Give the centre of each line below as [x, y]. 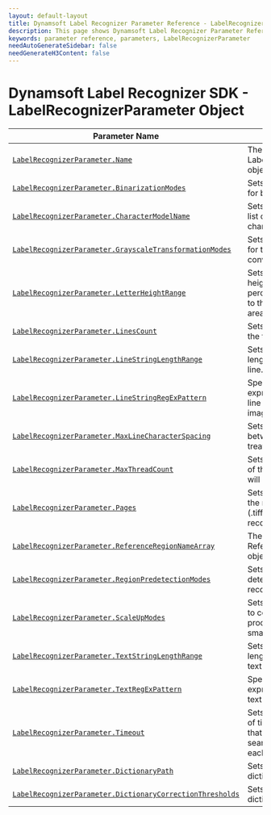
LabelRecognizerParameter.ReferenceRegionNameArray [114, 546]
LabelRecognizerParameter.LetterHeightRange [99, 293]
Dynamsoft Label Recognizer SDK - [129, 93]
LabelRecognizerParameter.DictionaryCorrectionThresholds [126, 794]
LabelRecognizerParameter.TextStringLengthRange [108, 656]
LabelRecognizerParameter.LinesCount [85, 331]
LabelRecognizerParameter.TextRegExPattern [97, 689]
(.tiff [255, 512]
